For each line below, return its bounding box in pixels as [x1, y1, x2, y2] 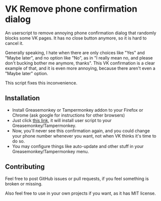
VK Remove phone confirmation [5, 3, 138, 15]
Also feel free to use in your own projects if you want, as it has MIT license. [5, 190, 156, 196]
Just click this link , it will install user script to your [12, 117, 112, 123]
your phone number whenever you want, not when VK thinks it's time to [12, 133, 157, 139]
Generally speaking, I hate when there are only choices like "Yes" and [5, 50, 145, 56]
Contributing [5, 162, 45, 171]
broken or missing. [5, 181, 43, 186]
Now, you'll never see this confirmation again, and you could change [12, 128, 150, 134]
